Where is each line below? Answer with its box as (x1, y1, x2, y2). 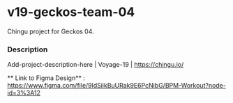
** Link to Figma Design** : (7, 74, 86, 82)
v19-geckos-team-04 (7, 4, 135, 20)
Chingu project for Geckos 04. (7, 27, 94, 35)
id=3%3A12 (7, 88, 40, 97)
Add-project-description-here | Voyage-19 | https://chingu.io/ (7, 61, 184, 69)
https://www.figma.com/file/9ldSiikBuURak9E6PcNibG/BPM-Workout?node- (7, 81, 227, 90)
